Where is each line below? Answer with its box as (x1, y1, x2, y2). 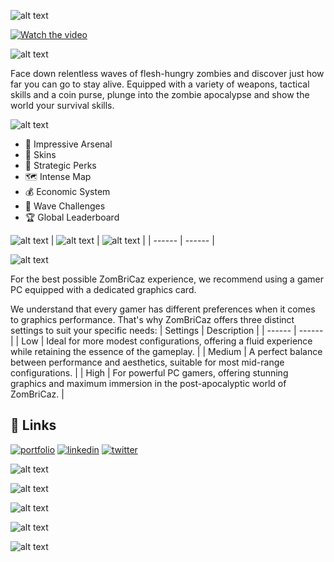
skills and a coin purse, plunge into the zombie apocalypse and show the (10, 89, 310, 100)
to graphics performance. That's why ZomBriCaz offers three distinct (10, 314, 295, 325)
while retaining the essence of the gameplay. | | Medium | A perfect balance (10, 346, 323, 357)
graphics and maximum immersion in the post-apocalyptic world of (10, 378, 287, 389)
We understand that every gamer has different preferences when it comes (10, 303, 316, 315)
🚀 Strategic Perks (24, 160, 97, 171)
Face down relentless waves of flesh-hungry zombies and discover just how (10, 68, 325, 79)
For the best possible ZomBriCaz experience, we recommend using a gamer (10, 273, 325, 285)
